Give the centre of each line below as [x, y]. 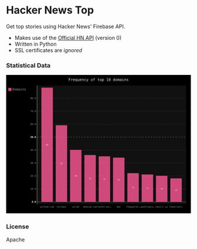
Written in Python [35, 44]
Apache [16, 239]
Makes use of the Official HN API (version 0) [68, 37]
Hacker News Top [50, 10]
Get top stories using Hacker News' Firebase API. [66, 26]
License [18, 227]
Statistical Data [28, 65]
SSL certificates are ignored [48, 50]
